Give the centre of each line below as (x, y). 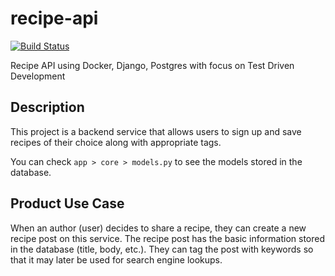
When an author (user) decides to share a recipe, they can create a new (158, 228)
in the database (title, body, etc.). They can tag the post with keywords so (162, 249)
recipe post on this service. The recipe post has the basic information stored (168, 238)
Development (38, 76)
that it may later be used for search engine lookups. (116, 259)
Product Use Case (67, 203)
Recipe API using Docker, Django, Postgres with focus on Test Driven (152, 65)
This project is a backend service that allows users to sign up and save (156, 131)
